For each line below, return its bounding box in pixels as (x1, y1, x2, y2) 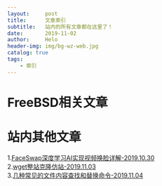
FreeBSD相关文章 (7, 94, 109, 110)
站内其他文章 (7, 129, 82, 145)
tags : (7, 56, 23, 63)
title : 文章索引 (7, 17, 67, 24)
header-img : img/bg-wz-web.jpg (7, 43, 99, 50)
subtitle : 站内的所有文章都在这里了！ (7, 23, 114, 30)
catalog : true (7, 50, 49, 57)
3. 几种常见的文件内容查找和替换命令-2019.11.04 (7, 171, 144, 179)
